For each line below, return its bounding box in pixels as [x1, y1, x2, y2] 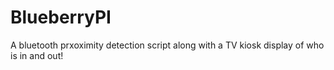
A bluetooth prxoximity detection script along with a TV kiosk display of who [10, 39, 325, 51]
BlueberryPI [10, 6, 112, 29]
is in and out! [10, 49, 64, 61]
